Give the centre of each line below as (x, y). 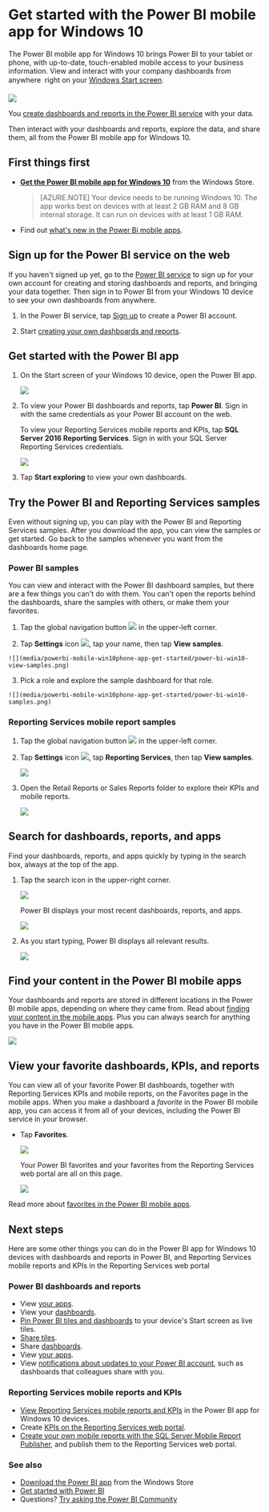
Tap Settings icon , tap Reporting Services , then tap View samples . (137, 757)
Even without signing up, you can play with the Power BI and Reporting (125, 522)
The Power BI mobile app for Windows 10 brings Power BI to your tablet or (130, 54)
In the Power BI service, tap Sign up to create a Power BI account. (128, 315)
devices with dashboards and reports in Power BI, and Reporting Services (130, 1257)
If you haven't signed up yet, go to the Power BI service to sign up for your (131, 275)
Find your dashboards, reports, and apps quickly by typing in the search (127, 856)
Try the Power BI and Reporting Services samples (134, 502)
